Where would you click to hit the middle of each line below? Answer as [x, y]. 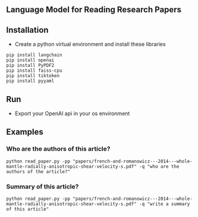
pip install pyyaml [30, 81]
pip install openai [30, 60]
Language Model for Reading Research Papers [94, 10]
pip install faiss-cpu [34, 71]
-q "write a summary [164, 204]
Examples [25, 132]
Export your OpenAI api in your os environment [72, 114]
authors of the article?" [38, 171]
